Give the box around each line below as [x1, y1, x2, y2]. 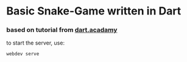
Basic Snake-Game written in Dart [6, 4, 182, 18]
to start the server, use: [6, 39, 65, 46]
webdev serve [6, 51, 40, 57]
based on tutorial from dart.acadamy [6, 26, 118, 34]
